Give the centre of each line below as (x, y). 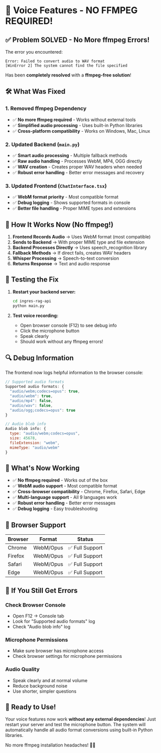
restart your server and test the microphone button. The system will (75, 725)
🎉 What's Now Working (42, 468)
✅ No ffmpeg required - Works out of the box (60, 480)
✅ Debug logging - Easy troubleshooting (55, 509)
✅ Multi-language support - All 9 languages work (65, 497)
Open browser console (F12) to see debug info (68, 325)
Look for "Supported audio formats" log (54, 621)
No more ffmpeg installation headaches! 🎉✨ (50, 745)
